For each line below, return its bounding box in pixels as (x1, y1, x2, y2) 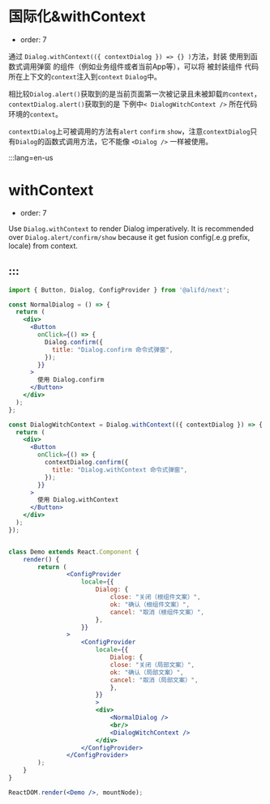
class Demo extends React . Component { (8, 548, 139, 556)
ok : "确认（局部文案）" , (109, 668, 184, 677)
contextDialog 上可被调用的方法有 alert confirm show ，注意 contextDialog (8, 126, 251, 136)
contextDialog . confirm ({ (44, 459, 129, 467)
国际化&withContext (8, 7, 146, 26)
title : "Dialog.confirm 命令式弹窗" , (51, 345, 174, 353)
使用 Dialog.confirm (37, 376, 105, 384)
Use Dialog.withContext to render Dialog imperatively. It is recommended (8, 224, 254, 233)
